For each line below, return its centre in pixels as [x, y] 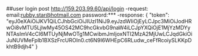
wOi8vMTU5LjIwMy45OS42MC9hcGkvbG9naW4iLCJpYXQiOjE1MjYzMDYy [98, 27]
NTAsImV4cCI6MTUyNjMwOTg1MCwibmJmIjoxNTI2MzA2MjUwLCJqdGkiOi [99, 34]
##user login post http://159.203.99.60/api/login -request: [77, 9]
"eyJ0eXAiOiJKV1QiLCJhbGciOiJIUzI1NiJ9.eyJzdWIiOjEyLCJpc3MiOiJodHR [99, 21]
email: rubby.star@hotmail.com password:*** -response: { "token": [88, 15]
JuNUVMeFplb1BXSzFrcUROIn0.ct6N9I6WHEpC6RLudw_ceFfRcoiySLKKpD [99, 40]
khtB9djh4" [20, 46]
